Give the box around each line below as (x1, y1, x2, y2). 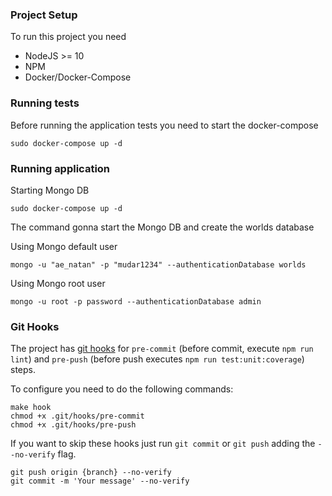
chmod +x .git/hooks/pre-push (10, 420, 137, 430)
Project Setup (10, 8, 78, 22)
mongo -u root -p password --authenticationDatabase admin (10, 296, 262, 307)
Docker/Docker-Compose (24, 71, 132, 83)
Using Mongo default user (10, 240, 118, 252)
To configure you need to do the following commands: (10, 383, 234, 395)
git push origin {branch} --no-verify (10, 468, 172, 478)
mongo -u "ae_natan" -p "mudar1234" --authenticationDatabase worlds (10, 259, 307, 270)
